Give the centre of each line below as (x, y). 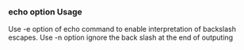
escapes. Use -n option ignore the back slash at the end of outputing (121, 37)
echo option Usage (46, 12)
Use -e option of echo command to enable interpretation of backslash (122, 29)
